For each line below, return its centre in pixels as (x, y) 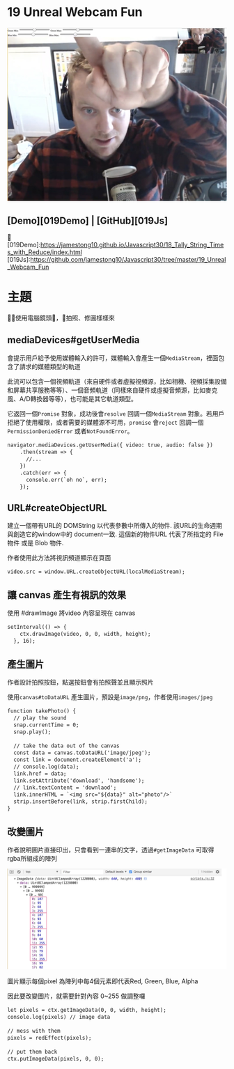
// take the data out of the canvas (67, 746)
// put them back (32, 1052)
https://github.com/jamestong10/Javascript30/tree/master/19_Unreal (128, 259)
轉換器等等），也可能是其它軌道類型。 (84, 398)
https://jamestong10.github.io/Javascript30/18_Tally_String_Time (132, 244)
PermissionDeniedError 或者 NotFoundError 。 (70, 431)
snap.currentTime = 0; (46, 725)
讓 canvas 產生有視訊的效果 (67, 595)
